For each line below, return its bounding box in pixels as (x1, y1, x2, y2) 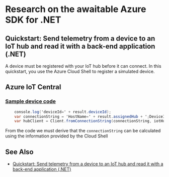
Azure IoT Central (5, 83, 61, 91)
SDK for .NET (5, 14, 61, 26)
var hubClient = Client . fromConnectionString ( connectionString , (14, 119, 152, 124)
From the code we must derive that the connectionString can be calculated (5, 128, 161, 134)
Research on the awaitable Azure (5, 4, 146, 15)
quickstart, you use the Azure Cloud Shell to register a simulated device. (5, 69, 155, 74)
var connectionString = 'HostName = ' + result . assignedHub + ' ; (14, 114, 150, 119)
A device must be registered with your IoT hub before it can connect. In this (5, 63, 162, 69)
